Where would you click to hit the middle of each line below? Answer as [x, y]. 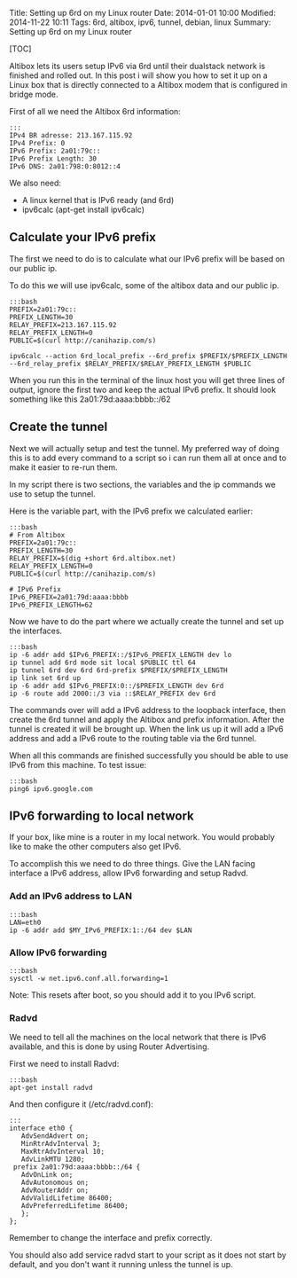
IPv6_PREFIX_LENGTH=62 [51, 605]
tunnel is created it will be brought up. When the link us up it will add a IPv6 [146, 729]
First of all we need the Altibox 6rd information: [95, 111]
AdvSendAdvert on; [55, 1136]
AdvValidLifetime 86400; [67, 1198]
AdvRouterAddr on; [55, 1191]
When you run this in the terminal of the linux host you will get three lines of [147, 380]
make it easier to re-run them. [63, 467]
